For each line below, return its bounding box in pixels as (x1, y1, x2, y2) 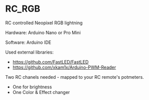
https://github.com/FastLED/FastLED (12, 59, 89, 65)
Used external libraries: (5, 49, 54, 55)
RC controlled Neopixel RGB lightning (5, 20, 83, 26)
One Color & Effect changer (12, 89, 70, 95)
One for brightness (12, 84, 52, 90)
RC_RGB (5, 3, 40, 15)
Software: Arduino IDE (5, 39, 52, 45)
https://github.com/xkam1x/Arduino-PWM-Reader (12, 64, 116, 70)
